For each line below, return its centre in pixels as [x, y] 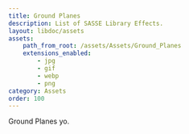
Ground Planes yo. [39, 121]
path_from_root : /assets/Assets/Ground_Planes [102, 46]
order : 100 [27, 98]
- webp [48, 76]
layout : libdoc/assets [46, 31]
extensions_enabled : [57, 53]
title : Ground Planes [45, 16]
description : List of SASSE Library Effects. [86, 23]
